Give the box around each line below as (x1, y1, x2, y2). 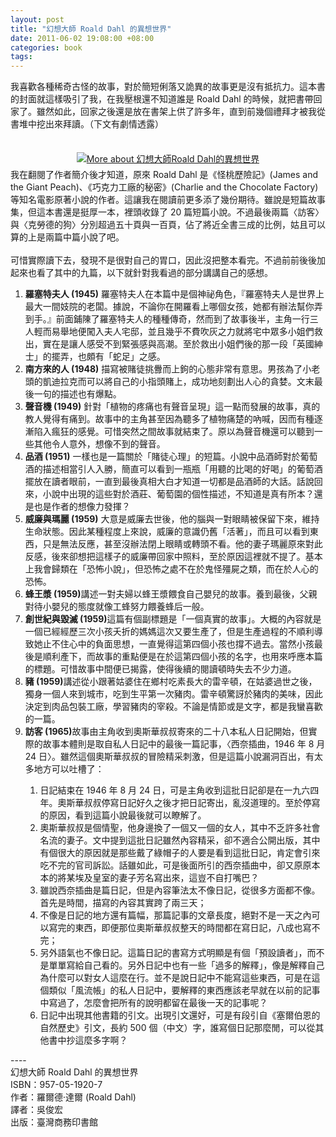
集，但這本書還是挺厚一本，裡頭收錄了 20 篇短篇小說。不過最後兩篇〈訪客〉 (10, 206, 325, 218)
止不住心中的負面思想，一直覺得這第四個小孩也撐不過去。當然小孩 (42, 638, 315, 650)
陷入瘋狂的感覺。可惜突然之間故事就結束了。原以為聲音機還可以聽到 (33, 426, 315, 438)
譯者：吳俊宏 (10, 1104, 63, 1116)
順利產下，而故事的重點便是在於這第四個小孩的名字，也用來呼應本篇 (42, 651, 323, 663)
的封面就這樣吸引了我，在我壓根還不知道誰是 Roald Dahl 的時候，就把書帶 (10, 93, 314, 105)
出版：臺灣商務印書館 (10, 1116, 98, 1128)
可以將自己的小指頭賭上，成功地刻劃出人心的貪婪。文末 (86, 376, 315, 388)
